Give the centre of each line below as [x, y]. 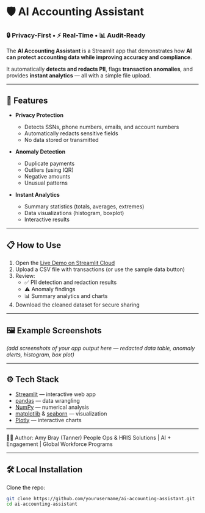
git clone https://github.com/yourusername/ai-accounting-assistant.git [101, 498]
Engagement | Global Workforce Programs [59, 444]
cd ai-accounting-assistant [42, 504]
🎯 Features [27, 100]
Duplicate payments [49, 164]
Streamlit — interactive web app [56, 394]
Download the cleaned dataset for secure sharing [77, 305]
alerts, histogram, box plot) [41, 355]
